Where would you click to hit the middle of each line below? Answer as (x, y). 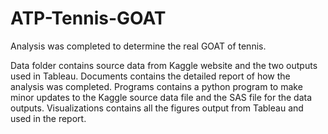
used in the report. (48, 118)
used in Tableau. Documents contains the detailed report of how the (150, 76)
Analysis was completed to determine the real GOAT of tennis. (138, 46)
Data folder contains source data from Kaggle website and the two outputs (164, 65)
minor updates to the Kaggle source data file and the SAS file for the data (161, 97)
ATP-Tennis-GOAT (88, 18)
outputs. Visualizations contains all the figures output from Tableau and (157, 108)
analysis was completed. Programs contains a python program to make (156, 86)
